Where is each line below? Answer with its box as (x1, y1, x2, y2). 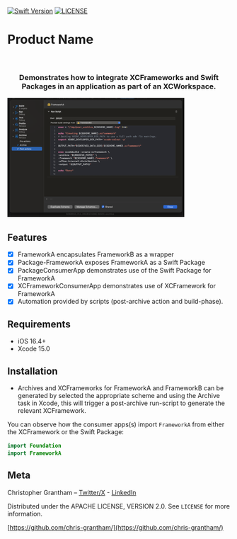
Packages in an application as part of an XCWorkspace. (21, 81, 216, 91)
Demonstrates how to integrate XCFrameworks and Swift (18, 72, 219, 82)
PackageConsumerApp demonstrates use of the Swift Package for (17, 266, 212, 275)
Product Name (7, 32, 94, 47)
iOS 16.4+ (17, 337, 47, 346)
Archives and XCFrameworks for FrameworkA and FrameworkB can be (17, 384, 224, 392)
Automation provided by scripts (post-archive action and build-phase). (17, 297, 224, 306)
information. (7, 509, 43, 518)
